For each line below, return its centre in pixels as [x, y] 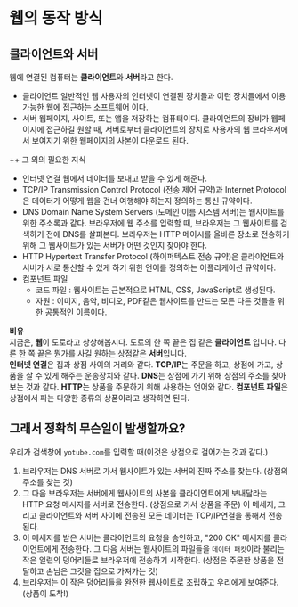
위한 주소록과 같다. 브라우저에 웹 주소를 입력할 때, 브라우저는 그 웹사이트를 [150, 223]
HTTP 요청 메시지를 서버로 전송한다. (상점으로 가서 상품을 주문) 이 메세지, [149, 504]
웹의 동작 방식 [56, 18]
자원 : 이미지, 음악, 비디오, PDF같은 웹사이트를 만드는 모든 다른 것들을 [155, 301]
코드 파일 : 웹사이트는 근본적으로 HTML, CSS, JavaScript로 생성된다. [155, 290]
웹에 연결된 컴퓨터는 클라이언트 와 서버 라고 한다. [91, 77]
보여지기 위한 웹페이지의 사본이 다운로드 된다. [110, 140]
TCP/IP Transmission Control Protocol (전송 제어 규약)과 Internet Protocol [154, 189]
